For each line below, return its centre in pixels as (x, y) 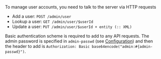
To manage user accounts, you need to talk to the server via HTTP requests (81, 7)
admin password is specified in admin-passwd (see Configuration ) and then (79, 41)
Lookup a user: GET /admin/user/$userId (53, 22)
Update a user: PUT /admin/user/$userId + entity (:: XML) (72, 27)
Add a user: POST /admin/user (41, 16)
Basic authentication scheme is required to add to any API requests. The (77, 36)
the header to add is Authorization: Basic (47, 46)
